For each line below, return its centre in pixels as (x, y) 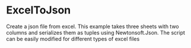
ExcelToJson (39, 10)
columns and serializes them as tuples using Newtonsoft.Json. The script (96, 32)
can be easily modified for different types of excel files (73, 39)
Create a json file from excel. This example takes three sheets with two (93, 26)
